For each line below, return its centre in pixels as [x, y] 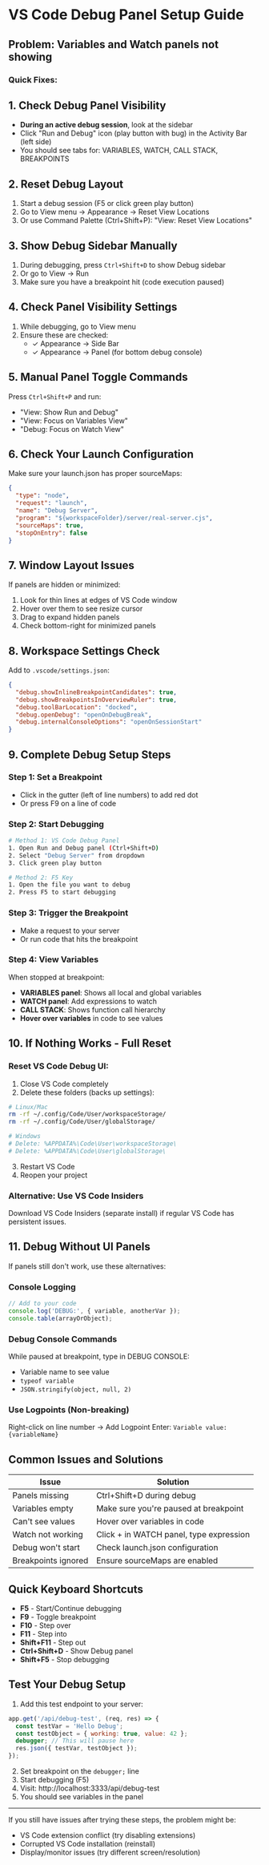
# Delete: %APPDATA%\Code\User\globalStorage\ [87, 1151]
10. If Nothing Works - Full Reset [90, 1044]
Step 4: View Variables [53, 959]
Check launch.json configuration [157, 1548]
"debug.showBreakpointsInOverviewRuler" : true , [96, 700]
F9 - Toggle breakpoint [58, 1617]
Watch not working [48, 1535]
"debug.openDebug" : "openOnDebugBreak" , [84, 715]
